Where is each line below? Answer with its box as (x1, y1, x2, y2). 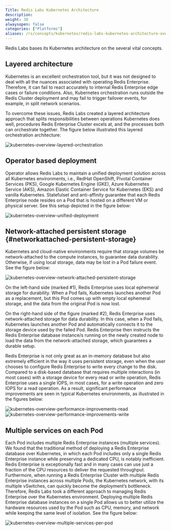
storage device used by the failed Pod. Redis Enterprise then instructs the (5, 327, 160, 333)
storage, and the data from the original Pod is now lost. (5, 301, 121, 307)
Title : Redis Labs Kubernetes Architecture (5, 7, 99, 13)
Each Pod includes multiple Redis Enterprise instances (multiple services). (5, 440, 161, 446)
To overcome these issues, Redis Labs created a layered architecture (5, 110, 150, 116)
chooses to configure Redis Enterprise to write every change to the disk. (5, 364, 157, 370)
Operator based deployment (5, 156, 97, 165)
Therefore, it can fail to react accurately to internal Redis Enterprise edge (5, 84, 158, 90)
